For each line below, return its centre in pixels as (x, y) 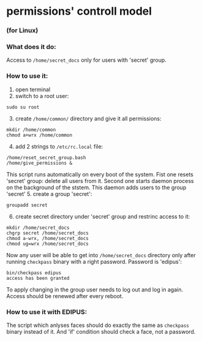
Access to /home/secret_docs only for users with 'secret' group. (86, 60)
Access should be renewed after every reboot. (65, 296)
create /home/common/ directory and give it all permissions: (88, 118)
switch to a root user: (42, 96)
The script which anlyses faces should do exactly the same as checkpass (98, 325)
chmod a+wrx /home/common (39, 135)
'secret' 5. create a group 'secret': (49, 193)
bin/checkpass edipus (34, 273)
